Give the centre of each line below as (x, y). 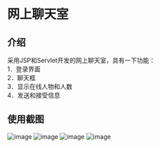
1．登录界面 (24, 69)
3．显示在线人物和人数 (40, 87)
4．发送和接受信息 (34, 95)
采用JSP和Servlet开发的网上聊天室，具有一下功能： (81, 60)
